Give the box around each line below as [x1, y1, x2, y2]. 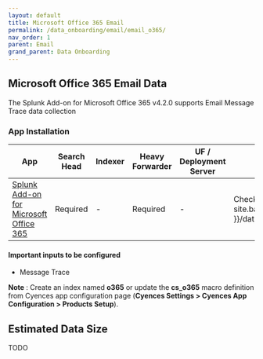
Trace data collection [8, 106, 77, 115]
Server [189, 166, 216, 177]
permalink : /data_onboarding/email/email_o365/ [8, 26, 167, 34]
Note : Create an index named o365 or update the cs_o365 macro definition [8, 283, 254, 292]
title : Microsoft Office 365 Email [8, 19, 124, 27]
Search [57, 151, 85, 162]
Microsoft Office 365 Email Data [8, 77, 168, 90]
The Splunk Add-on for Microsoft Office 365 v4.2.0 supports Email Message [8, 97, 254, 107]
